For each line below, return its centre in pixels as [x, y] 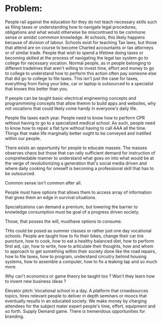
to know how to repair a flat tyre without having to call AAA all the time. [76, 128]
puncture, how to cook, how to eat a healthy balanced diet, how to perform [80, 241]
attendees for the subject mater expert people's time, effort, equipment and [80, 306]
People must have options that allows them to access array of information [78, 192]
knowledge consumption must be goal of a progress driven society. [72, 212]
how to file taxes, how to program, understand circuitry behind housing [76, 256]
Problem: [24, 8]
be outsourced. [20, 173]
